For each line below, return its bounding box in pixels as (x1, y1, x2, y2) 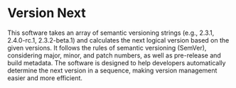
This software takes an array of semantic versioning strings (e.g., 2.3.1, (7, 28, 215, 37)
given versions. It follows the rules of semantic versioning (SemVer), (7, 43, 207, 52)
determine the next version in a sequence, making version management (7, 66, 218, 75)
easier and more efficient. (7, 73, 83, 82)
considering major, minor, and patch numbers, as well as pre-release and (7, 51, 222, 60)
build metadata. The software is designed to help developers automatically (7, 58, 226, 67)
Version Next (7, 5, 87, 21)
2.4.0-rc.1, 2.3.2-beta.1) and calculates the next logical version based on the (7, 35, 230, 44)
